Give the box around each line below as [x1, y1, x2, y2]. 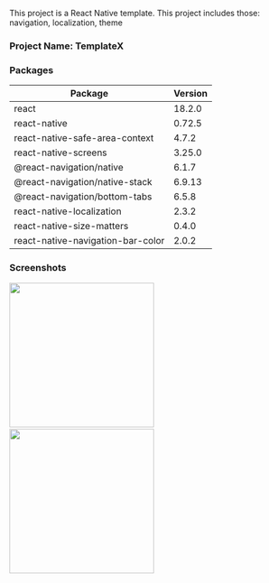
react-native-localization [14, 205, 122, 217]
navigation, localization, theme [9, 17, 124, 28]
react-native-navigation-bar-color [14, 235, 165, 247]
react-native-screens [14, 146, 107, 159]
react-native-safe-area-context [14, 132, 154, 144]
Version [172, 88, 208, 100]
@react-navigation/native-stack [14, 176, 153, 189]
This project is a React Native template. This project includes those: [9, 8, 260, 18]
